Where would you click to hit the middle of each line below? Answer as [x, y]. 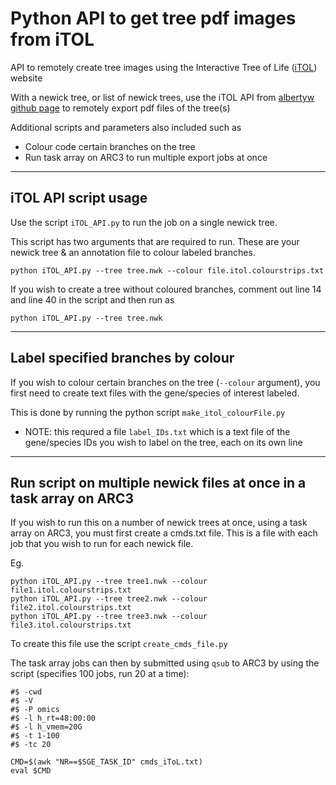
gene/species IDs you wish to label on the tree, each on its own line [163, 442]
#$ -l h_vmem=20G [46, 727]
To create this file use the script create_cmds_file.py [119, 644]
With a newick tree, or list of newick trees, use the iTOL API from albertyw [162, 97]
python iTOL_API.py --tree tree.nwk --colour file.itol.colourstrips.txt [167, 270]
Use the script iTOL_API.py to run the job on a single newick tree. [144, 222]
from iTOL [52, 39]
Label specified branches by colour [122, 358]
